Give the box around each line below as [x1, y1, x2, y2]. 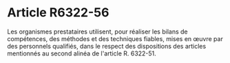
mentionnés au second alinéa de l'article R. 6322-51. [7, 49, 156, 58]
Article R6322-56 [7, 5, 109, 21]
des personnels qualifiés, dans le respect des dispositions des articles [7, 42, 207, 50]
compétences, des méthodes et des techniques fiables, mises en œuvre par [7, 34, 224, 42]
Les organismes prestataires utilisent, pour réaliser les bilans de [7, 27, 188, 36]
